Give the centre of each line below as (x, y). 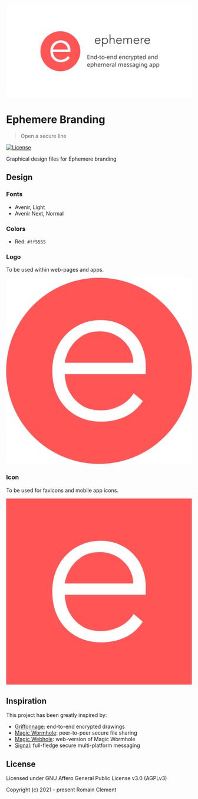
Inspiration (27, 701)
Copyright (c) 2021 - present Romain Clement (61, 790)
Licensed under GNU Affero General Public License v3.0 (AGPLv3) (87, 778)
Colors (16, 229)
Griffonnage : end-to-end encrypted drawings (70, 727)
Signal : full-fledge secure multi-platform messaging (77, 745)
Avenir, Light (30, 207)
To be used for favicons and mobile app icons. (62, 490)
